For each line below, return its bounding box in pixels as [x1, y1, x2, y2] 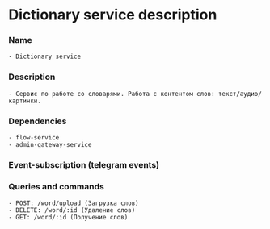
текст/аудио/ [217, 90, 263, 98]
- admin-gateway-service [8, 141, 92, 149]
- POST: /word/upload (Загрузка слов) [8, 199, 139, 207]
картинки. [8, 97, 42, 105]
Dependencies [8, 115, 67, 127]
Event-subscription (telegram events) [8, 160, 160, 170]
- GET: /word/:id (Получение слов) [8, 214, 129, 222]
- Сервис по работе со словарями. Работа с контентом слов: [8, 90, 216, 98]
